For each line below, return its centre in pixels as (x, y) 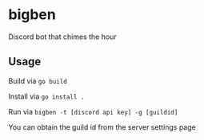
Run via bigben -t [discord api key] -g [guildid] (93, 111)
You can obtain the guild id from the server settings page (102, 127)
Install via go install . (46, 96)
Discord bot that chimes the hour (63, 37)
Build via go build (38, 80)
